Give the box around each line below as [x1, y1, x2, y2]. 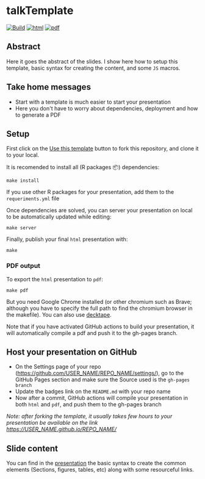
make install [6, 178, 40, 184]
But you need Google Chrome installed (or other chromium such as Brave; [6, 298, 192, 305]
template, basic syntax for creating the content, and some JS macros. [6, 64, 181, 71]
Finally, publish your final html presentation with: [6, 236, 128, 243]
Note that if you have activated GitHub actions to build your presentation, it [6, 323, 195, 330]
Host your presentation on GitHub [6, 347, 137, 358]
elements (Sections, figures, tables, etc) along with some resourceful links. [6, 466, 194, 474]
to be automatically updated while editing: [6, 213, 112, 220]
